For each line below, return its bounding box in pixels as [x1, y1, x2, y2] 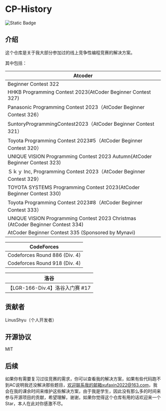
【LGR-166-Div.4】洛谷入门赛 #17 [7, 284, 91, 291]
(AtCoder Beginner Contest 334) [7, 221, 84, 228]
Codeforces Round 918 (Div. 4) [7, 259, 81, 266]
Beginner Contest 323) [7, 159, 61, 166]
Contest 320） [7, 145, 42, 152]
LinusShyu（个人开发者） [5, 317, 57, 323]
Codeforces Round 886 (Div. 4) [7, 252, 81, 258]
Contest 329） [7, 175, 42, 182]
